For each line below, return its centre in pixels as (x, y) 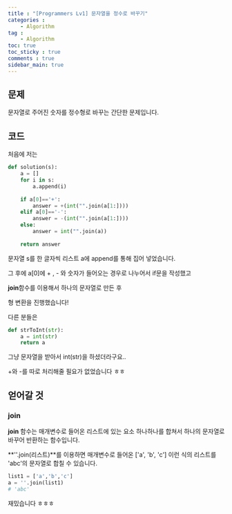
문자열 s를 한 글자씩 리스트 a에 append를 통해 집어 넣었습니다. (92, 258)
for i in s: (37, 180)
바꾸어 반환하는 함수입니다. (44, 439)
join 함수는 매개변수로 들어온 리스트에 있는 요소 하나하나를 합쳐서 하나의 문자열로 (116, 431)
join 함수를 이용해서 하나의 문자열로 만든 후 (65, 288)
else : (28, 225)
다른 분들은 (23, 317)
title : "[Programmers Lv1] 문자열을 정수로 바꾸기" (78, 13)
